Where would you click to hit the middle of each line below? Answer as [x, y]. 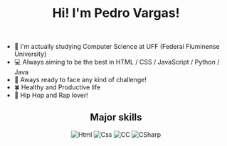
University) [30, 54]
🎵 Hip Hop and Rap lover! [51, 95]
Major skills [116, 117]
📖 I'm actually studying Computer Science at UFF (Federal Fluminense [117, 46]
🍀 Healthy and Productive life [57, 87]
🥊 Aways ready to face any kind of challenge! [80, 79]
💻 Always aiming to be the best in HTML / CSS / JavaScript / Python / [117, 62]
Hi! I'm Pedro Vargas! [116, 13]
